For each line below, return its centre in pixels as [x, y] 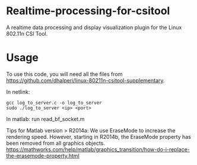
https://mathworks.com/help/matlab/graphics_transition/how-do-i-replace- [98, 149]
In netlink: [18, 92]
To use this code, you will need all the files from [64, 74]
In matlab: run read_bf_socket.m [45, 119]
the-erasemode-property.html [43, 156]
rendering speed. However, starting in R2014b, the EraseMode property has [99, 137]
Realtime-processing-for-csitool [88, 11]
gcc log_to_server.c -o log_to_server [54, 103]
